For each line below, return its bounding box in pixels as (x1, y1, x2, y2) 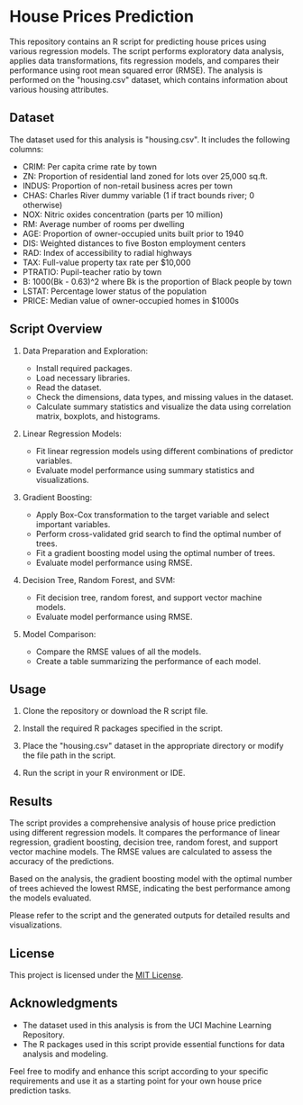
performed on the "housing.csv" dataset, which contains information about (9, 74, 289, 85)
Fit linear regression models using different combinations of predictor (35, 445, 294, 456)
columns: (9, 143, 44, 154)
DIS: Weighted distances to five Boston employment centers (22, 237, 246, 249)
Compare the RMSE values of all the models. (35, 646, 202, 657)
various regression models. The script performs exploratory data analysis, (9, 45, 285, 56)
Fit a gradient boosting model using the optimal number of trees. (35, 547, 276, 558)
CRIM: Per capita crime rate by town (22, 160, 158, 172)
